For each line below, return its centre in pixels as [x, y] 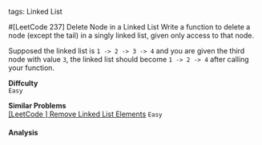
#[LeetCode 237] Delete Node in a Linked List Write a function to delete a [129, 27]
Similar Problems [37, 106]
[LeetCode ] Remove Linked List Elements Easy [85, 114]
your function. [31, 68]
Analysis [23, 132]
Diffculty [23, 83]
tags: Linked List [35, 12]
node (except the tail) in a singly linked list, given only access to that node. [131, 35]
